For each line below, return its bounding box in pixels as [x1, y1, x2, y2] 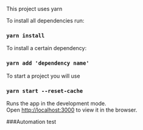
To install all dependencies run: [6, 17, 85, 24]
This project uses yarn [6, 5, 63, 12]
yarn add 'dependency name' [6, 60, 89, 67]
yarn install [6, 32, 45, 39]
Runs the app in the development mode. [6, 99, 106, 107]
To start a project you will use [6, 72, 80, 79]
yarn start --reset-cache [6, 87, 83, 94]
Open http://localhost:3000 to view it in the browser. [6, 106, 138, 114]
